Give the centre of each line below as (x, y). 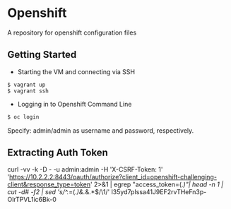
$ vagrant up (26, 85)
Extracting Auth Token (58, 153)
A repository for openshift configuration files (72, 32)
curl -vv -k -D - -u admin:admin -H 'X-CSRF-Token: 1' (85, 169)
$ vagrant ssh (28, 91)
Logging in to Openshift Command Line (75, 104)
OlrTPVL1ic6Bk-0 (32, 200)
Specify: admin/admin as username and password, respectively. (101, 130)
